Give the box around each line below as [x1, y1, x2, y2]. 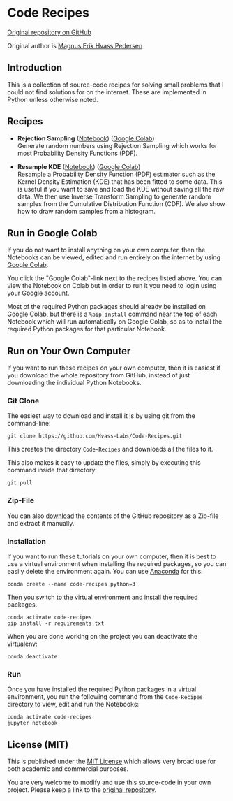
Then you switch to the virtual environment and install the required [7, 593, 198, 602]
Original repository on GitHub [7, 28, 92, 36]
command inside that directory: [7, 466, 98, 475]
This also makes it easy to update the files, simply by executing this [7, 459, 201, 467]
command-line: [7, 419, 51, 428]
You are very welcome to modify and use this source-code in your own [7, 778, 211, 787]
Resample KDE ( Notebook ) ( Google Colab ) [17, 162, 141, 171]
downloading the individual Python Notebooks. [7, 379, 142, 387]
